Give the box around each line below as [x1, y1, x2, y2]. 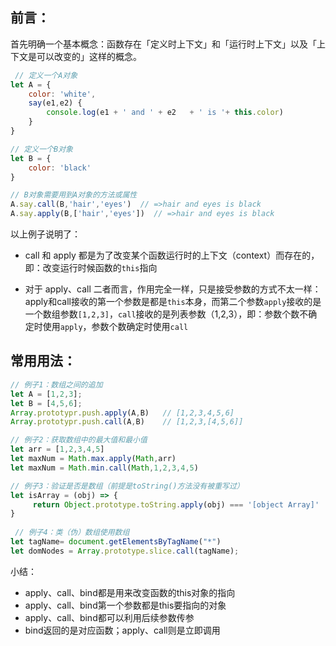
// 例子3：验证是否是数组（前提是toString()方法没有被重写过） [10, 481, 245, 491]
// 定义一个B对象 [10, 144, 73, 154]
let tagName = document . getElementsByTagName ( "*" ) [10, 537, 222, 547]
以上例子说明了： [10, 228, 81, 240]
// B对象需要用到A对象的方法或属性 [10, 190, 138, 200]
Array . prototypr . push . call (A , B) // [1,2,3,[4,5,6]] [10, 417, 244, 427]
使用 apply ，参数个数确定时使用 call [42, 321, 189, 333]
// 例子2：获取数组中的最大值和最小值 [10, 435, 148, 445]
